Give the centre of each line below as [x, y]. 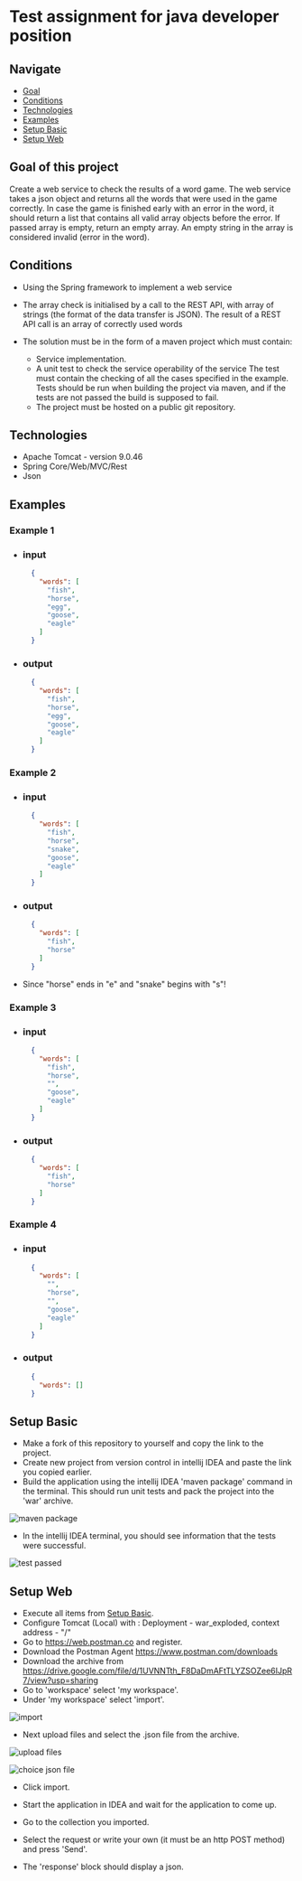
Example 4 [33, 1224]
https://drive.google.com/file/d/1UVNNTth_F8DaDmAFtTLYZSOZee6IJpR [157, 1671]
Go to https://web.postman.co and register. [102, 1642]
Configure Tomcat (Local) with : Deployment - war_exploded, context [151, 1623]
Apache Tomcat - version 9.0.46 [82, 457]
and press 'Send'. [55, 1849]
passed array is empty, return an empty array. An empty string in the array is [151, 227]
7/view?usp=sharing [60, 1680]
